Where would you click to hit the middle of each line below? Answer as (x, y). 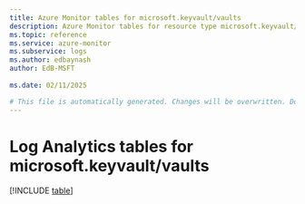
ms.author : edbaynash (50, 60)
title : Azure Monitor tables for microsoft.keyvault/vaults (126, 18)
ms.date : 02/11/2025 (49, 85)
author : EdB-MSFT (42, 69)
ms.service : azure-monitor (60, 43)
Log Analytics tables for (101, 146)
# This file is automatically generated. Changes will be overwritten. (148, 102)
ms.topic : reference (49, 34)
